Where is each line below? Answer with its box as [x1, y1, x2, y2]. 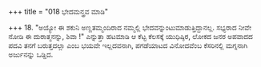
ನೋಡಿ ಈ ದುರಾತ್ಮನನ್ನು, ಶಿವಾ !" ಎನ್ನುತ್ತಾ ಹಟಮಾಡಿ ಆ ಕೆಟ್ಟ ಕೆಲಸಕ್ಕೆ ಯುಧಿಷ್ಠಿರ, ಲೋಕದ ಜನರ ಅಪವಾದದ [8, 32, 254, 41]
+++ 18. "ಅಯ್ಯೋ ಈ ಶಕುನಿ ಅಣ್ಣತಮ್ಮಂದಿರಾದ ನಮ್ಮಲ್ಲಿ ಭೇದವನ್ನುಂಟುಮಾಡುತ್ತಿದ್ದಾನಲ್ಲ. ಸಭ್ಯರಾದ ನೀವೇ [8, 23, 252, 32]
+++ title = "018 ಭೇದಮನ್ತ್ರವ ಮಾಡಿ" [8, 7, 109, 16]
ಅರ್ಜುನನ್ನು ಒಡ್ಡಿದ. [8, 49, 54, 59]
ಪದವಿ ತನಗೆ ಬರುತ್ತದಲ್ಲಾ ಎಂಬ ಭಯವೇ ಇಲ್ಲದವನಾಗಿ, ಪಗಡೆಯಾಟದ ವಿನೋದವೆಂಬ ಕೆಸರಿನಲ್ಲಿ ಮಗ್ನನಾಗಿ [8, 41, 248, 50]
